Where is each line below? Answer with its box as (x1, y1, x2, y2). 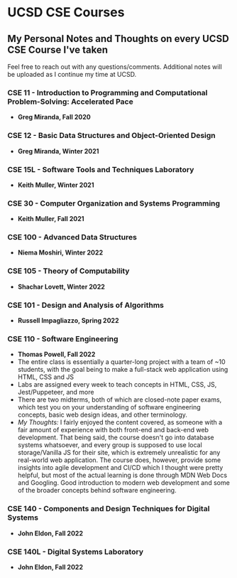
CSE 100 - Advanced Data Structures (7, 232, 137, 242)
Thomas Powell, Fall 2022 (17, 350, 96, 359)
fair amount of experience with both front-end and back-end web (17, 426, 209, 434)
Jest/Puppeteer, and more (17, 388, 94, 397)
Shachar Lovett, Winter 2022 (17, 282, 105, 291)
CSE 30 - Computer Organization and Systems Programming (7, 198, 221, 208)
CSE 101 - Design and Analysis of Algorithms (7, 300, 165, 310)
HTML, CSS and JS (17, 373, 75, 381)
